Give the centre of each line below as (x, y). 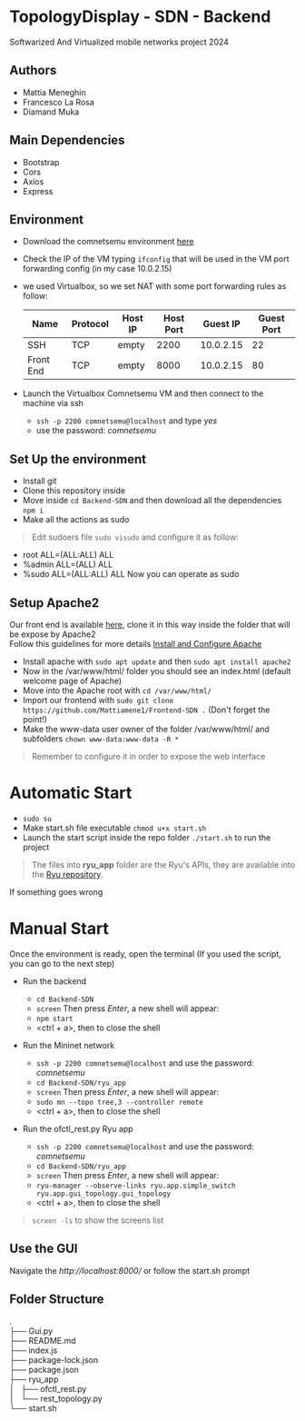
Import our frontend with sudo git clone (98, 700)
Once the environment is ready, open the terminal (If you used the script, (145, 954)
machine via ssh (53, 403)
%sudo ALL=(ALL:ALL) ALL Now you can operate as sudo (131, 574)
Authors (33, 70)
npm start (55, 1019)
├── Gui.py (31, 1331)
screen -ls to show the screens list (98, 1220)
